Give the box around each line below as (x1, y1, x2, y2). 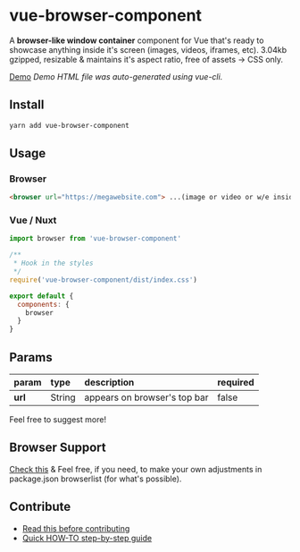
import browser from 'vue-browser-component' (9, 234, 181, 243)
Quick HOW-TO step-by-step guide (21, 532, 153, 543)
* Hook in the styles (12, 259, 94, 268)
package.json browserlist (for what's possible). (9, 473, 182, 484)
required (217, 377, 254, 389)
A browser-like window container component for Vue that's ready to (9, 35, 264, 46)
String (50, 391, 76, 403)
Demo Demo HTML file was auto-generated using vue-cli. (9, 71, 223, 81)
